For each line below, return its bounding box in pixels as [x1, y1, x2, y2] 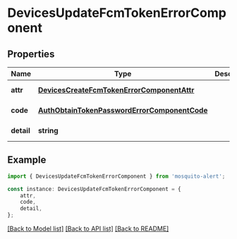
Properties [7, 48, 55, 60]
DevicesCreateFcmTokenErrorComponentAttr [37, 85, 195, 94]
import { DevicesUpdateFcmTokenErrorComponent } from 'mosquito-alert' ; [7, 173, 226, 180]
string [37, 125, 59, 135]
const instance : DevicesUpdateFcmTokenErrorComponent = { [7, 185, 181, 192]
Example [7, 154, 47, 166]
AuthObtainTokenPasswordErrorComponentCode [37, 106, 208, 115]
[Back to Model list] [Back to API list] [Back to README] [7, 224, 169, 233]
